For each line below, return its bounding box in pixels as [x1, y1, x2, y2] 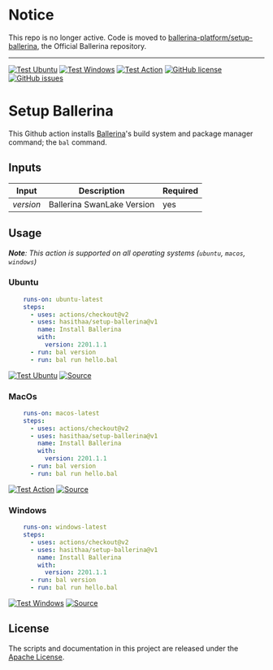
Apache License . [8, 652, 65, 662]
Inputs [8, 161, 42, 175]
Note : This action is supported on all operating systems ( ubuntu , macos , [8, 248, 246, 258]
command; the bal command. [8, 137, 107, 147]
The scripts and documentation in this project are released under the [8, 643, 239, 653]
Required [162, 185, 199, 196]
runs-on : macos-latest [23, 409, 100, 417]
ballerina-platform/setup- [167, 33, 253, 42]
